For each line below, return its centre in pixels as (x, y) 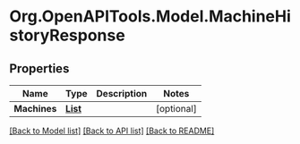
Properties (39, 68)
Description (122, 93)
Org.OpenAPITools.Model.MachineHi (150, 17)
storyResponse (67, 35)
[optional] (176, 109)
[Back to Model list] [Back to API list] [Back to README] (112, 131)
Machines (35, 109)
